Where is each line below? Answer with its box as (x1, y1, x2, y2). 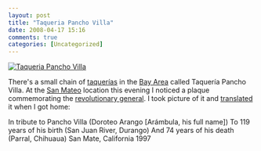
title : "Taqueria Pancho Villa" (8, 19, 114, 27)
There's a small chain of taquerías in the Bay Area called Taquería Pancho (8, 77, 247, 87)
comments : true (8, 33, 58, 41)
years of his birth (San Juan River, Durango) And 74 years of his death (8, 126, 234, 135)
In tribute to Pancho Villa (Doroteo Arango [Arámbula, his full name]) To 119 (8, 117, 251, 127)
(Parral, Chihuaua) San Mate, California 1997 (8, 134, 151, 143)
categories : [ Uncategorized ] (8, 41, 103, 49)
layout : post (8, 11, 51, 20)
